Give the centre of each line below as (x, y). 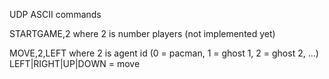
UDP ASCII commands (55, 14)
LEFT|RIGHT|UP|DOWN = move (75, 63)
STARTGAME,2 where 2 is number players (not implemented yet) (142, 33)
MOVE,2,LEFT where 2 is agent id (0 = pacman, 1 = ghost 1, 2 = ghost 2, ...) (164, 53)
